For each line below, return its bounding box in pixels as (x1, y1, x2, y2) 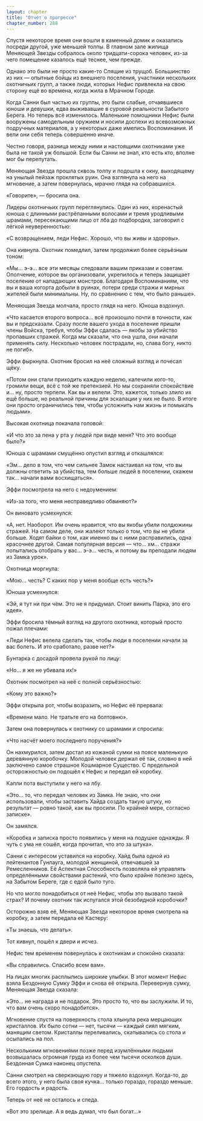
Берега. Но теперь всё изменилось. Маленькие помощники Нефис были (6, 111, 195, 119)
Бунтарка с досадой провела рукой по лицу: (6, 655, 121, 662)
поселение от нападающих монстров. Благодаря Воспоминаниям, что (6, 277, 189, 285)
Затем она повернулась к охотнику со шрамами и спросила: (6, 725, 164, 733)
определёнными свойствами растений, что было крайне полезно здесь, (6, 871, 194, 879)
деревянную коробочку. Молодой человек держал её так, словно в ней (6, 755, 192, 762)
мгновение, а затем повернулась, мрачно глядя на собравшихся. (6, 180, 176, 188)
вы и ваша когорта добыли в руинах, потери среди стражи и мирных (6, 284, 185, 291)
